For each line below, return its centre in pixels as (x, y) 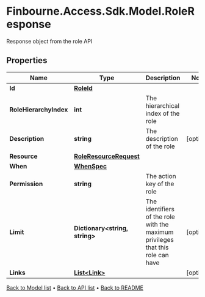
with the (157, 224)
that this (157, 247)
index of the (163, 113)
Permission (26, 184)
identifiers (160, 209)
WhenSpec (90, 166)
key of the (160, 184)
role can (157, 255)
